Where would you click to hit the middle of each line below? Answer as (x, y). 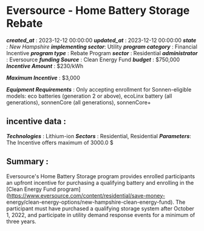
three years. (21, 221)
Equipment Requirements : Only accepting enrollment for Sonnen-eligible (99, 89)
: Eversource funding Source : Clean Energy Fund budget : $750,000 (93, 59)
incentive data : (36, 122)
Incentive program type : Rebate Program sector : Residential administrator (102, 53)
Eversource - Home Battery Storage (98, 11)
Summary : (27, 162)
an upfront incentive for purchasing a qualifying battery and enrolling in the (100, 182)
